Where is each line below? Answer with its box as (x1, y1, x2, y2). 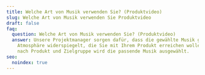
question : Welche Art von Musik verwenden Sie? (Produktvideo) (12, 31, 176, 37)
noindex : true (12, 59, 48, 65)
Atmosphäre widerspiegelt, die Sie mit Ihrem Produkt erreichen (17, 43, 184, 49)
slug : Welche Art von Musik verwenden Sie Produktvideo (6, 15, 151, 21)
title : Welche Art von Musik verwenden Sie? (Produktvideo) (6, 8, 163, 15)
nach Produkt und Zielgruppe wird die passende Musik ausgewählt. (17, 48, 190, 54)
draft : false (6, 20, 40, 26)
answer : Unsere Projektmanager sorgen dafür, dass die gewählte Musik (12, 37, 195, 43)
